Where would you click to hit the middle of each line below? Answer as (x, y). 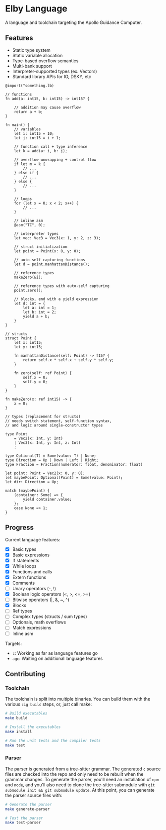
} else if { (26, 173)
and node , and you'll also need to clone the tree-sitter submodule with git (80, 785)
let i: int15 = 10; (34, 133)
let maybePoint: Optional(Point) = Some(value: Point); (64, 477)
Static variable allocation (37, 55)
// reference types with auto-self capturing (62, 286)
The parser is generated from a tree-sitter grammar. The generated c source (83, 769)
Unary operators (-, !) (34, 588)
